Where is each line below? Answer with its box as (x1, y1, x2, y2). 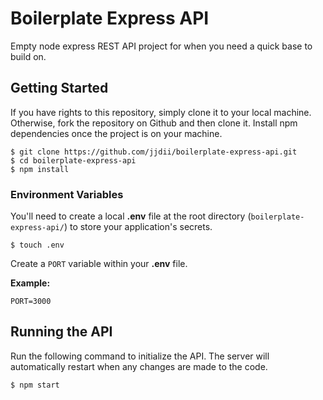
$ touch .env (10, 240, 65, 251)
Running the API (10, 323, 113, 341)
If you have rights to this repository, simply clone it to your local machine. (10, 106, 312, 118)
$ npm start (10, 380, 60, 390)
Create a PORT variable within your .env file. (10, 258, 188, 270)
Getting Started (10, 80, 109, 97)
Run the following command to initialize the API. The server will (10, 350, 270, 362)
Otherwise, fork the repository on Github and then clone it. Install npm (10, 117, 298, 129)
